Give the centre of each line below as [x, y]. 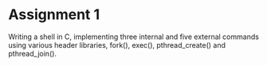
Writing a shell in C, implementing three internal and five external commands [133, 37]
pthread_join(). [33, 53]
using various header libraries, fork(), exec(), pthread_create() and [117, 45]
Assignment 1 [54, 15]
